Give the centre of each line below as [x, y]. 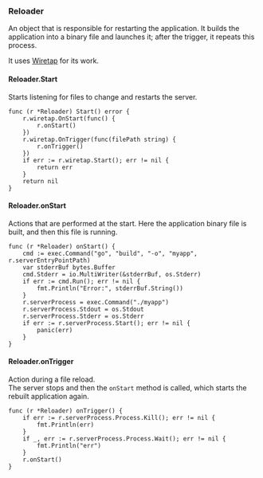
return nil [41, 181]
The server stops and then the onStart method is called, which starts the [128, 387]
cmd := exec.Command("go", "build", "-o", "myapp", [110, 253]
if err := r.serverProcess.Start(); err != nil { [107, 323]
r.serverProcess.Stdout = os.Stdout [84, 309]
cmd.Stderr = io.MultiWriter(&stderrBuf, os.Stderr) [112, 274]
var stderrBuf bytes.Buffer [69, 267]
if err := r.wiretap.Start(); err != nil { [96, 160]
